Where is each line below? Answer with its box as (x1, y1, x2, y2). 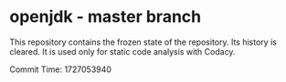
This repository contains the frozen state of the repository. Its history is (9, 36, 277, 47)
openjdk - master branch (9, 6, 202, 27)
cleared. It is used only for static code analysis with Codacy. (9, 46, 236, 56)
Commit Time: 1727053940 (9, 64, 112, 75)
